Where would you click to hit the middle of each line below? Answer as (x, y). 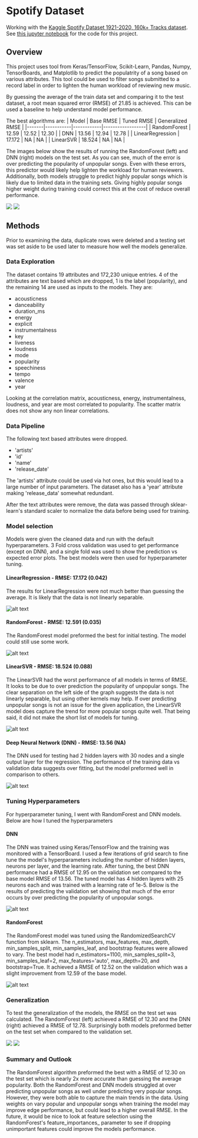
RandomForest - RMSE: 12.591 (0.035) (54, 622)
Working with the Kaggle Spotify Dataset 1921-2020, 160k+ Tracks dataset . (97, 27)
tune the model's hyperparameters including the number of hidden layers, (96, 859)
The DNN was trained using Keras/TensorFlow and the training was (88, 847)
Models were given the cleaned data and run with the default (80, 539)
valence (24, 380)
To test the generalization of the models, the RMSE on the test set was (91, 1013)
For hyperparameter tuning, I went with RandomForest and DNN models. (94, 814)
